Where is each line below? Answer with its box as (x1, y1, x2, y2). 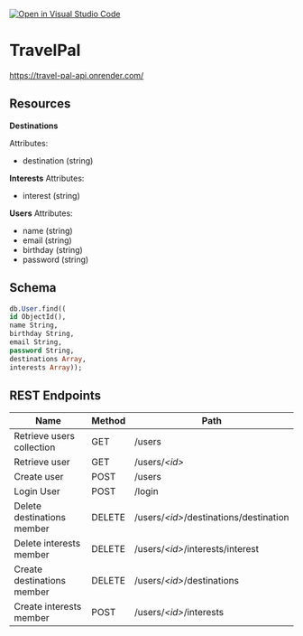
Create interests (14, 601, 82, 613)
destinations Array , (9, 354, 87, 363)
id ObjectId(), (9, 313, 67, 322)
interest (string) (22, 190, 81, 201)
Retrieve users (14, 430, 75, 443)
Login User (14, 485, 60, 498)
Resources (9, 96, 71, 112)
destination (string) (22, 154, 94, 166)
